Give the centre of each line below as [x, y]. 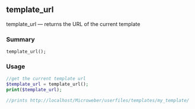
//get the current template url [46, 79]
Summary [21, 39]
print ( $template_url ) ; [34, 90]
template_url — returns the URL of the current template [73, 24]
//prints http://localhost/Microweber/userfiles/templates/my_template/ [98, 101]
